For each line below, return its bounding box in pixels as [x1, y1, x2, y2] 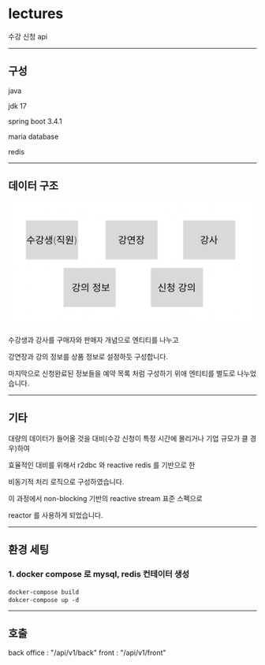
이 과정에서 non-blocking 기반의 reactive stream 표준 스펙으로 [8, 493, 203, 503]
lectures [8, 5, 64, 23]
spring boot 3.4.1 [8, 116, 62, 126]
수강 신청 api [8, 32, 48, 41]
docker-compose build [8, 588, 80, 596]
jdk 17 [8, 101, 28, 110]
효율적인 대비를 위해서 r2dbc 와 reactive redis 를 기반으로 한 [8, 460, 196, 470]
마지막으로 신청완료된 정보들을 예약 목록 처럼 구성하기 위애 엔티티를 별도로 [8, 369, 236, 378]
